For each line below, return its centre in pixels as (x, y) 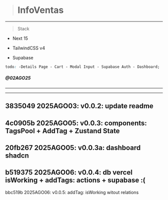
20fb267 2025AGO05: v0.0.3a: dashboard (73, 147)
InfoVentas (40, 10)
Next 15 (20, 38)
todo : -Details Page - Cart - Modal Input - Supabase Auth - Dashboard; (82, 67)
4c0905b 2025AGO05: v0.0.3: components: (76, 123)
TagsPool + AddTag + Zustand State (62, 131)
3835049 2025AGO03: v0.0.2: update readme (79, 106)
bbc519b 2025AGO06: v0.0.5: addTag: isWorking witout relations (72, 192)
